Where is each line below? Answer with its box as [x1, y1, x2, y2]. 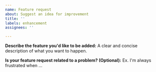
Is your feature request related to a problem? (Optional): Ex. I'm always [5, 57, 152, 63]
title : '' [5, 16, 26, 21]
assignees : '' [5, 25, 34, 30]
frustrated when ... [5, 63, 43, 69]
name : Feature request [5, 7, 52, 12]
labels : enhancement [5, 20, 48, 26]
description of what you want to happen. [5, 48, 87, 54]
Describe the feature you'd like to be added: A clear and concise [5, 43, 138, 49]
